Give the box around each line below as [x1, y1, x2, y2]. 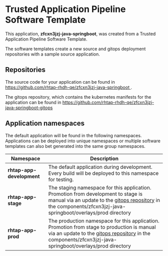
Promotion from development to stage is [48, 190, 142, 197]
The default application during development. [48, 163, 152, 170]
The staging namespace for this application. [48, 184, 151, 191]
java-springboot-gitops [5, 104, 53, 111]
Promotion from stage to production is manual [48, 223, 156, 230]
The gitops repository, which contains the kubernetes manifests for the [5, 94, 151, 100]
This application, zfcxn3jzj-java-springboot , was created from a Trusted [5, 31, 156, 37]
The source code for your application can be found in [5, 79, 115, 85]
